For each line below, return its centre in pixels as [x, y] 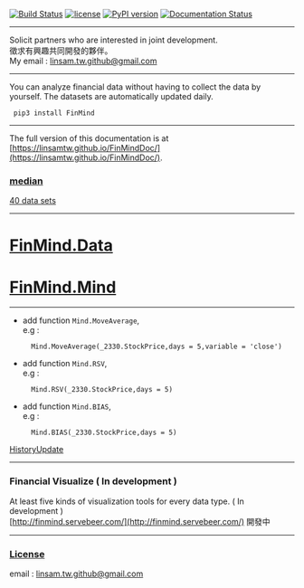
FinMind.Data [61, 246]
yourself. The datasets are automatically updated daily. [112, 96]
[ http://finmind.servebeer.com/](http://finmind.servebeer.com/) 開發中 [140, 521]
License [27, 554]
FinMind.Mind [63, 287]
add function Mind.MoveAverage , [81, 320]
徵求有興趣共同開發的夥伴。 [61, 51]
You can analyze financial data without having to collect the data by [135, 87]
